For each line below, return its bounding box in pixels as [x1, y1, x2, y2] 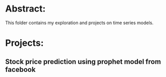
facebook [5, 65, 36, 73]
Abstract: [5, 3, 46, 15]
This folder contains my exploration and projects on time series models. [5, 20, 154, 26]
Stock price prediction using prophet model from [5, 57, 161, 66]
